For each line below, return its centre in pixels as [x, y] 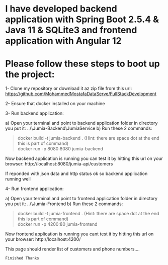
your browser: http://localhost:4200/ [43, 239]
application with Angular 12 [63, 41]
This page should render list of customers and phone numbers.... [72, 249]
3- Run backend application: [34, 113]
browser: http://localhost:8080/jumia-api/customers [59, 164]
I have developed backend [61, 9]
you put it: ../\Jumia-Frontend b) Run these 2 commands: [64, 204]
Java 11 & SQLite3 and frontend [71, 30]
